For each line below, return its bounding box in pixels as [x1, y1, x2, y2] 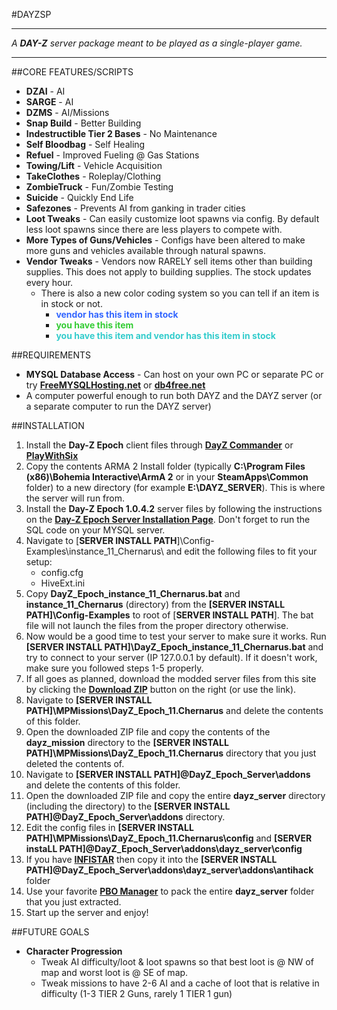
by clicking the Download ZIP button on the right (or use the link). [25, 684, 297, 695]
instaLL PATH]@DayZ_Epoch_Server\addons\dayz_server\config [25, 843, 303, 854]
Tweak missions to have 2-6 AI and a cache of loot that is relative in [40, 977, 320, 989]
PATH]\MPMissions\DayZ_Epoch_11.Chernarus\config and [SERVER [25, 832, 313, 844]
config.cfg [40, 567, 84, 578]
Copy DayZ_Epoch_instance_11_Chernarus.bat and [25, 588, 241, 599]
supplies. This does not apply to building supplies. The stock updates [25, 266, 312, 278]
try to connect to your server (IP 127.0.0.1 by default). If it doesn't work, [25, 652, 318, 663]
